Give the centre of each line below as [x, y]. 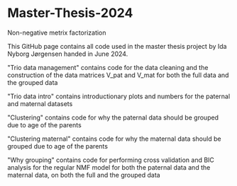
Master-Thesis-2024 [70, 13]
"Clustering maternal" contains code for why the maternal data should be [114, 139]
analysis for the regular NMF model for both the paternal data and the [109, 167]
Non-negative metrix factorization [57, 33]
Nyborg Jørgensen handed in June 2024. [68, 54]
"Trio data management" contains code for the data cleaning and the [108, 67]
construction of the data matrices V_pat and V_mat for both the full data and [118, 75]
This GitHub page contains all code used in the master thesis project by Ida [117, 46]
